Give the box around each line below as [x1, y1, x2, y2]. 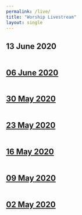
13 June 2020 [6, 41, 57, 51]
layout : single [6, 19, 43, 25]
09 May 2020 [6, 173, 56, 183]
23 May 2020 [6, 120, 56, 130]
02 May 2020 [6, 199, 56, 209]
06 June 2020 [6, 68, 59, 78]
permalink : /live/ [6, 8, 51, 15]
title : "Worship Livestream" [6, 14, 77, 20]
